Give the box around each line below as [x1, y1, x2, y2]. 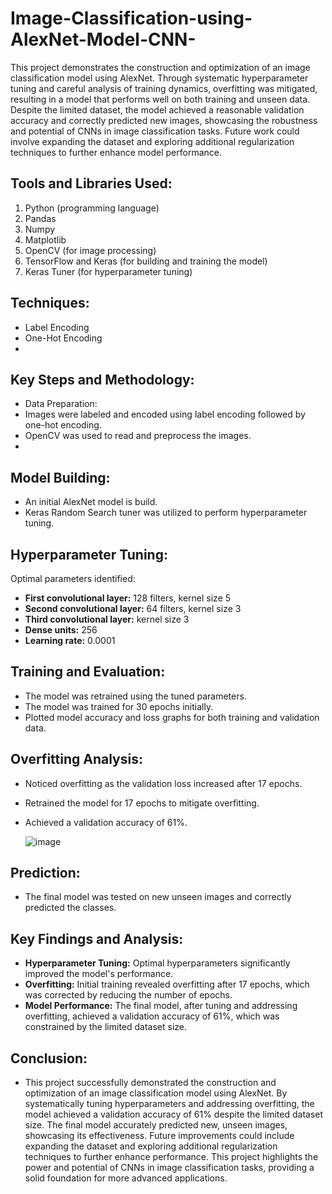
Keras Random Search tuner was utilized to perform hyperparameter [24, 507, 308, 519]
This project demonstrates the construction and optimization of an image [10, 61, 311, 73]
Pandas [24, 212, 57, 224]
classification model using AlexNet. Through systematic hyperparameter [10, 72, 309, 84]
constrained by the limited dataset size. [24, 1021, 188, 1033]
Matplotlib [24, 233, 67, 246]
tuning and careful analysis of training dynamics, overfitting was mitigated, [10, 82, 318, 94]
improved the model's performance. [24, 968, 174, 980]
